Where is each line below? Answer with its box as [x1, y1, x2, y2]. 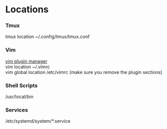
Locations [5, 4, 49, 15]
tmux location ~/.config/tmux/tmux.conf [5, 33, 90, 40]
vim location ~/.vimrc [5, 63, 50, 70]
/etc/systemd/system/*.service [5, 118, 70, 124]
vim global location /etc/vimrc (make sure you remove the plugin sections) [5, 69, 163, 75]
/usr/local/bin [5, 94, 34, 100]
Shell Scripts [5, 82, 38, 89]
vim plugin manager [5, 58, 48, 64]
